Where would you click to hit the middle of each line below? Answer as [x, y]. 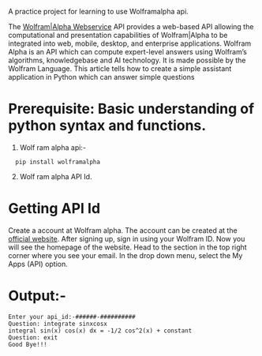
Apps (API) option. [38, 264]
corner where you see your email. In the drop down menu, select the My [125, 255]
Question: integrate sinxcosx [58, 324]
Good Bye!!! [28, 344]
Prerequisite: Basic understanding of [131, 109]
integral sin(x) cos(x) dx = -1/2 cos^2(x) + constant [100, 331]
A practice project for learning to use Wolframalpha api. [99, 11]
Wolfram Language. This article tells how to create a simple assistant [120, 69]
